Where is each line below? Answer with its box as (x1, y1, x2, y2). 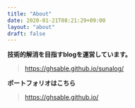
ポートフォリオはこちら (7, 79, 76, 88)
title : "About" (7, 10, 52, 18)
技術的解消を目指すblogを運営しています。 (7, 50, 132, 59)
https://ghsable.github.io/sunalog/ (24, 64, 124, 73)
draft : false (7, 30, 46, 37)
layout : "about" (7, 23, 55, 30)
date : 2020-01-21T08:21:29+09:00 (7, 17, 106, 24)
